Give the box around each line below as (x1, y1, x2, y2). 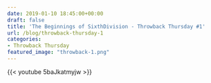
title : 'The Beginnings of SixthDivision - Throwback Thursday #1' (7, 23, 206, 30)
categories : (7, 36, 42, 43)
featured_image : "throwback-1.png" (7, 49, 110, 56)
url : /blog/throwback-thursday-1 (7, 29, 104, 37)
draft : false (7, 17, 45, 24)
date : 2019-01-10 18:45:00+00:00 (7, 10, 104, 17)
